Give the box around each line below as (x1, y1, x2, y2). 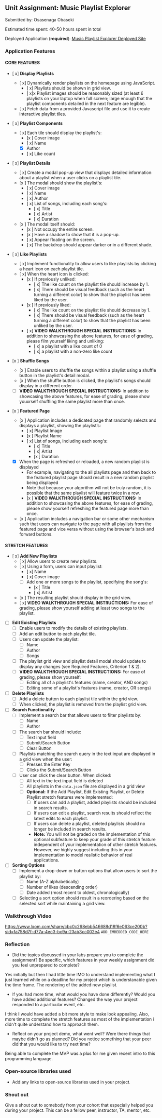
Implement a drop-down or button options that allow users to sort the (19, 868, 157, 874)
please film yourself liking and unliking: (26, 338, 104, 344)
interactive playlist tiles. (19, 111, 66, 117)
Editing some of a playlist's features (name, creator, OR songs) (26, 685, 151, 691)
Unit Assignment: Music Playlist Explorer (5, 4, 131, 12)
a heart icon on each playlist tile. (19, 266, 84, 272)
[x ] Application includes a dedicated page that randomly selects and (19, 417, 157, 423)
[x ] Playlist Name (26, 433, 62, 439)
